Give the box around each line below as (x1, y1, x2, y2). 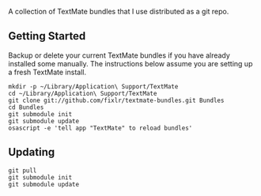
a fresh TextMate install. (8, 67, 87, 77)
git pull (8, 166, 37, 175)
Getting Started (8, 29, 86, 43)
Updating (8, 145, 55, 159)
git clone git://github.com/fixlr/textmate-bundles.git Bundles (8, 96, 225, 104)
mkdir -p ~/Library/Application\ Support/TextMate (8, 82, 179, 90)
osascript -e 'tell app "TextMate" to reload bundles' (8, 124, 193, 132)
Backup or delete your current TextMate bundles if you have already (8, 51, 231, 60)
